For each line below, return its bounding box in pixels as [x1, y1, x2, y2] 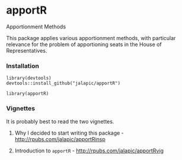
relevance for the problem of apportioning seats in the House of [6, 41, 162, 48]
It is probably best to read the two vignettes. [6, 117, 114, 125]
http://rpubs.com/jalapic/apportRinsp [14, 135, 106, 142]
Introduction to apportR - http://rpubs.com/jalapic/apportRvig [14, 147, 164, 154]
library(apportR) [6, 91, 49, 97]
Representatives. [6, 47, 47, 54]
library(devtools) [6, 75, 52, 81]
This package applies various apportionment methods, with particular [6, 34, 176, 41]
